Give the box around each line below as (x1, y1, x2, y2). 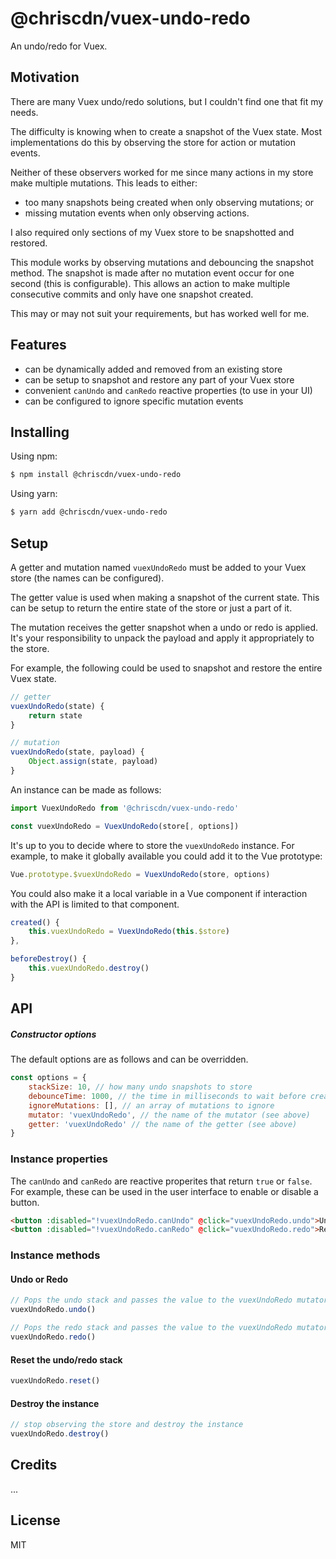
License (10, 1512, 61, 1529)
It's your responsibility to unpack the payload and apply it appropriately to (10, 632, 315, 644)
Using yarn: (10, 488, 58, 500)
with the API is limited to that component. (10, 898, 180, 910)
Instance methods (10, 1248, 101, 1262)
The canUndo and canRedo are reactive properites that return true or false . (10, 1175, 313, 1187)
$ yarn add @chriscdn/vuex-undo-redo (10, 507, 168, 517)
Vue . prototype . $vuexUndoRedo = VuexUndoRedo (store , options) (10, 869, 271, 879)
